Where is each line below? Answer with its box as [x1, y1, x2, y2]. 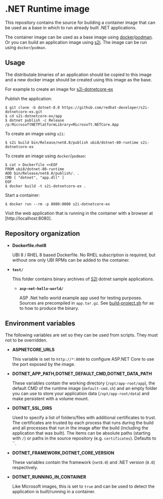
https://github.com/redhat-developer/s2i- [61, 105, 150, 110]
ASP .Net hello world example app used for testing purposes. [19, 295, 143, 301]
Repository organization [5, 230, 81, 238]
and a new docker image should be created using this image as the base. [5, 77, 152, 82]
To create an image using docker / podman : [5, 153, 86, 159]
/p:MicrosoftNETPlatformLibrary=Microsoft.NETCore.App [5, 122, 119, 127]
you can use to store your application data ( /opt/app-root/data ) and [12, 391, 150, 397]
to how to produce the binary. [19, 305, 79, 311]
